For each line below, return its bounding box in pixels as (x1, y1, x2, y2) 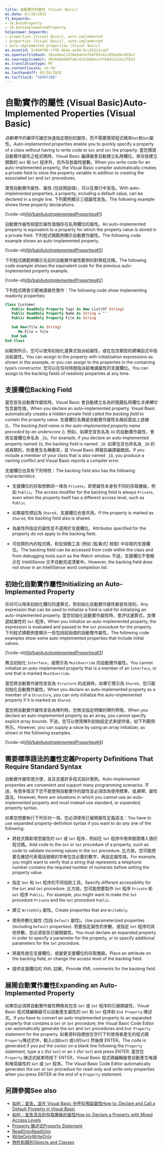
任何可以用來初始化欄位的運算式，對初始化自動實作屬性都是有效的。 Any (5, 601, 148, 607)
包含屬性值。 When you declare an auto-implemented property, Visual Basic (5, 406, 156, 411)
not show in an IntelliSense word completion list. (12, 564, 108, 571)
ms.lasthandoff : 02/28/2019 (5, 70, 62, 75)
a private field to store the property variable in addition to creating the (5, 169, 144, 175)
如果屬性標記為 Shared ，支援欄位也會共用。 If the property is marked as (12, 510, 154, 516)
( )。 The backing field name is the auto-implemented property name (5, 423, 141, 429)
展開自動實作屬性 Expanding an (5, 981, 98, 990)
